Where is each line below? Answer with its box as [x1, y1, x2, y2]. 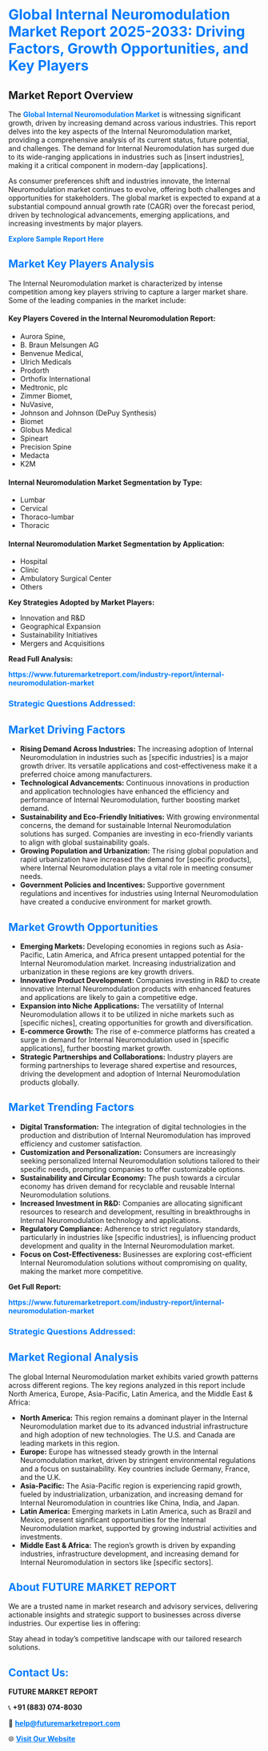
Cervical [19, 504, 48, 514]
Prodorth [19, 366, 50, 375]
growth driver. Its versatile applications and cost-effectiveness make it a [19, 762, 258, 771]
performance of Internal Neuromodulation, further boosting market [19, 795, 240, 805]
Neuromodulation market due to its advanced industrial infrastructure [19, 1421, 249, 1431]
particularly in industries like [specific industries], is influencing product [19, 1232, 257, 1241]
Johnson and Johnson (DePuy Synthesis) [19, 408, 158, 418]
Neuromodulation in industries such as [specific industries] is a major [19, 753, 249, 762]
